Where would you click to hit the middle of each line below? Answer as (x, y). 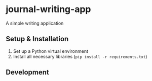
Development (28, 72)
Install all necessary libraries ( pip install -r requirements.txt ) (80, 56)
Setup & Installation (37, 39)
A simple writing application (35, 23)
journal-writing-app (48, 9)
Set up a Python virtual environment (50, 51)
